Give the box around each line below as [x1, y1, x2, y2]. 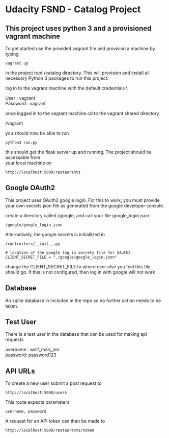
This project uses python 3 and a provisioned [5, 24, 152, 33]
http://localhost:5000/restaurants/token [5, 428, 95, 433]
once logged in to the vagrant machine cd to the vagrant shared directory [5, 110, 159, 116]
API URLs [5, 366, 35, 375]
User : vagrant [5, 95, 36, 101]
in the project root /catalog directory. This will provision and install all [5, 70, 150, 76]
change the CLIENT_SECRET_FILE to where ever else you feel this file [5, 263, 151, 269]
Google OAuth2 [5, 183, 55, 192]
